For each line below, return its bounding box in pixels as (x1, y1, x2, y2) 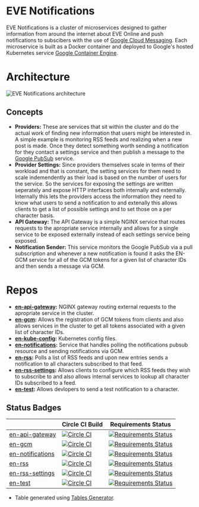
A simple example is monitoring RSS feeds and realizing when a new (14, 135, 182, 143)
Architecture (6, 70, 70, 84)
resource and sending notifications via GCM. (14, 347, 124, 354)
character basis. (14, 212, 55, 219)
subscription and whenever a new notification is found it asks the (14, 249, 175, 257)
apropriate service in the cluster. (14, 309, 94, 317)
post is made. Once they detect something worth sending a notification (14, 142, 189, 149)
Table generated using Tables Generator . (14, 494, 115, 502)
